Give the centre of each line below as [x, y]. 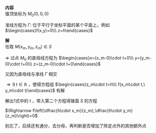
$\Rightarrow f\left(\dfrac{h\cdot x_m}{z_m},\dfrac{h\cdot [64, 111]
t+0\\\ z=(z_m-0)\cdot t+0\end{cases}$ [61, 64]
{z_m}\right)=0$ [22, 116]
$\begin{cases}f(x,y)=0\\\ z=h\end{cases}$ [49, 30]
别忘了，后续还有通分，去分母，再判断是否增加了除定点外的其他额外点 [76, 126]
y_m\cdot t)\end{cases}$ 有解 [35, 91]
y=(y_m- [143, 57]
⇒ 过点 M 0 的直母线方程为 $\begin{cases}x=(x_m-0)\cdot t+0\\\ [69, 58]
